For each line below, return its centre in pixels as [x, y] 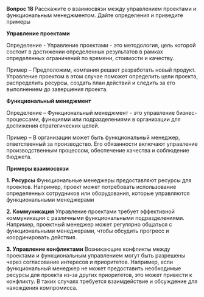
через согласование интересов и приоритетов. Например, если [90, 262]
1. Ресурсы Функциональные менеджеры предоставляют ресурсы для [99, 180]
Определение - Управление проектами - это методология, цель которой [101, 45]
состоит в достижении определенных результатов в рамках [85, 52]
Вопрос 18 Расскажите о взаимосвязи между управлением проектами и [101, 9]
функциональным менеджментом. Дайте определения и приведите [95, 15]
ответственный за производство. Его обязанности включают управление [102, 144]
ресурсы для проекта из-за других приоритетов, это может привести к [100, 275]
